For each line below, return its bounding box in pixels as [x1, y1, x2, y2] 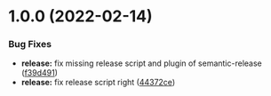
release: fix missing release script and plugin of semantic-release [20, 58, 263, 68]
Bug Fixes [8, 38, 52, 51]
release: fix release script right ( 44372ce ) [20, 77, 175, 88]
